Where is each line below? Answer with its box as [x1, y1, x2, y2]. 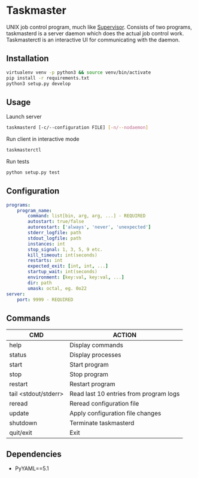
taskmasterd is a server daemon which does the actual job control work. [6, 29, 184, 37]
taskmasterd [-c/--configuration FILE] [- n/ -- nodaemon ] [6, 125, 148, 131]
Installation [6, 53, 49, 63]
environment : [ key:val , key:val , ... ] [28, 274, 124, 280]
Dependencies [6, 449, 62, 459]
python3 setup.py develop [6, 80, 71, 87]
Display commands [69, 341, 124, 349]
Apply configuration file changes [69, 409, 162, 418]
